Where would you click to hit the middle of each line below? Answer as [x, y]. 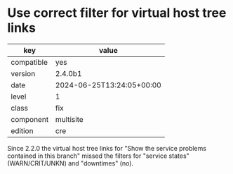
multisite [69, 119]
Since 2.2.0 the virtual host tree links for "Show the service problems [107, 148]
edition [22, 130]
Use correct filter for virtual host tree [117, 13]
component [30, 119]
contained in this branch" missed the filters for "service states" [98, 156]
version [23, 73]
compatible [29, 62]
